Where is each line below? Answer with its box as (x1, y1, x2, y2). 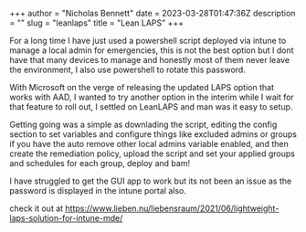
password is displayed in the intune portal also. (9, 185, 187, 195)
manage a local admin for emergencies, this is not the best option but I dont (9, 45, 294, 56)
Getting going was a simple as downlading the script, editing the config (9, 119, 278, 130)
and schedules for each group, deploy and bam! (9, 158, 190, 168)
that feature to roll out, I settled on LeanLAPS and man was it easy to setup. (9, 101, 293, 112)
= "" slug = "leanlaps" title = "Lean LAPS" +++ (9, 17, 185, 28)
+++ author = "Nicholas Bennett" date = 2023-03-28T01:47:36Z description (9, 8, 296, 18)
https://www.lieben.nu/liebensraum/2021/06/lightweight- (65, 203, 280, 214)
